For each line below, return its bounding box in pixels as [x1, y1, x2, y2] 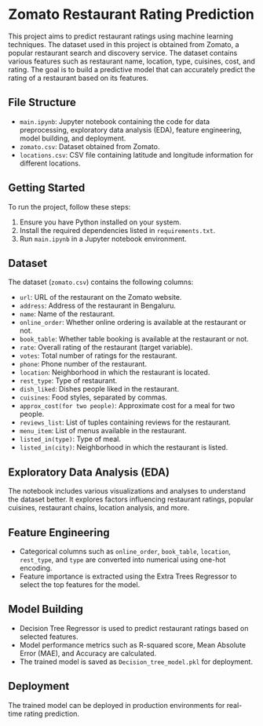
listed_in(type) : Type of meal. [19, 434, 122, 444]
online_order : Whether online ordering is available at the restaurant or [19, 318, 247, 327]
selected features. [19, 632, 79, 641]
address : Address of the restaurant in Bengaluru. [19, 301, 177, 311]
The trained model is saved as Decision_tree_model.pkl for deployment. [19, 657, 254, 666]
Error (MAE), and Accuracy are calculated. [19, 648, 157, 658]
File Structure [8, 96, 76, 109]
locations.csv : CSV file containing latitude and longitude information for [19, 150, 254, 159]
